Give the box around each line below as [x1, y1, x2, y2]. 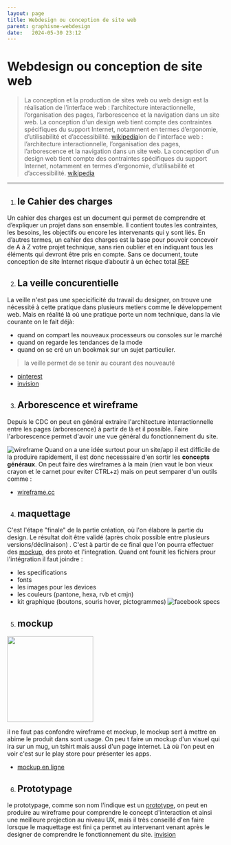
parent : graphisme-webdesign [7, 23, 91, 30]
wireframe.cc [16, 488, 55, 496]
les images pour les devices [16, 583, 96, 591]
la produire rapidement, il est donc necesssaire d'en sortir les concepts [7, 453, 210, 461]
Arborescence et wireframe [16, 399, 139, 411]
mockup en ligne [16, 763, 65, 771]
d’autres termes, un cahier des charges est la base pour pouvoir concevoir [7, 236, 219, 244]
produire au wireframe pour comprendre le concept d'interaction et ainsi [7, 809, 212, 817]
